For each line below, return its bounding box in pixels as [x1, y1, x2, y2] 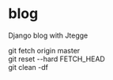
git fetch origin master [8, 45, 81, 55]
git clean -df [8, 62, 49, 71]
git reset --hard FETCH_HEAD [8, 54, 105, 64]
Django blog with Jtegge [8, 31, 89, 40]
